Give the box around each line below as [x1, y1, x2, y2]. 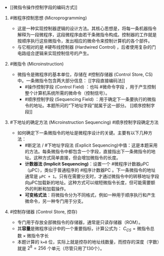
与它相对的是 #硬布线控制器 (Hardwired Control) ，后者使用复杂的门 [17, 44, 157, 50]
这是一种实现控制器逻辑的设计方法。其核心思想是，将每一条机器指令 [17, 25, 157, 31]
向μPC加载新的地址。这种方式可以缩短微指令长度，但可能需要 [24, 179, 151, 185]
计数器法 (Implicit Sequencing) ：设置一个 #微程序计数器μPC [24, 161, 149, 167]
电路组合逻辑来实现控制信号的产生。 [17, 50, 92, 56]
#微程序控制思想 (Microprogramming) [9, 15, 87, 21]
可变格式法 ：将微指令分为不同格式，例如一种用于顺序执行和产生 [24, 192, 156, 198]
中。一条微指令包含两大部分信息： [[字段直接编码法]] [17, 78, 125, 84]
